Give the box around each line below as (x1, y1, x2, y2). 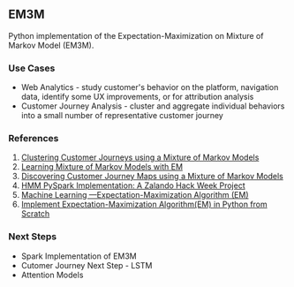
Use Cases (8, 62, 56, 74)
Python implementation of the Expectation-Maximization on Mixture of (8, 30, 264, 41)
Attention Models (20, 269, 84, 280)
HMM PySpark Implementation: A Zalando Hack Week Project (20, 180, 245, 191)
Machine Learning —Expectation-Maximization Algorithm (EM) (20, 190, 249, 200)
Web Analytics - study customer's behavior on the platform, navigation (20, 82, 279, 93)
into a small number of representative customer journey (20, 110, 224, 121)
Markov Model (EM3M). (8, 40, 94, 50)
